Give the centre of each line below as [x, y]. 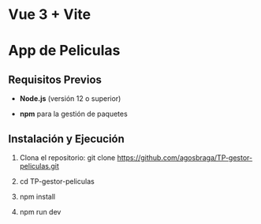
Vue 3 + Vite [50, 15]
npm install [37, 196]
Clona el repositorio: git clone [67, 158]
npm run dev [40, 212]
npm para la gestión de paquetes [73, 114]
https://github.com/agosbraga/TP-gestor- [185, 158]
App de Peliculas [64, 51]
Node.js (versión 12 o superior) [70, 99]
